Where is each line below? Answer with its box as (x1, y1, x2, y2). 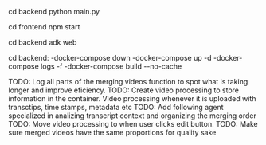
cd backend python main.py (8, 7, 100, 16)
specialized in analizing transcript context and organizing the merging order (8, 111, 257, 120)
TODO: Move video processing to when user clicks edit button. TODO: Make (8, 120, 259, 128)
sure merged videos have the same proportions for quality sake (8, 127, 217, 137)
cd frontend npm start (8, 22, 80, 31)
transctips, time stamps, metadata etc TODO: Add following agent (8, 103, 225, 112)
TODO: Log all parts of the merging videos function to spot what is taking (8, 77, 248, 86)
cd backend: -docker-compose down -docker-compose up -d (8, 53, 213, 62)
